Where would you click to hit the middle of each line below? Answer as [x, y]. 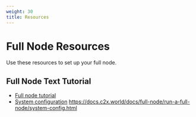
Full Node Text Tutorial [49, 81]
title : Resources [28, 17]
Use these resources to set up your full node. [61, 63]
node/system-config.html [46, 108]
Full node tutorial [35, 96]
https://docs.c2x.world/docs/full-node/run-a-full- [129, 102]
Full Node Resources [58, 46]
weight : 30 [20, 12]
